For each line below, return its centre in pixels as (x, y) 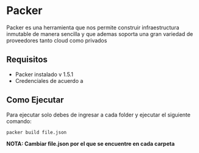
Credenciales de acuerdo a (49, 80)
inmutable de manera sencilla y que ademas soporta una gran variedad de (100, 34)
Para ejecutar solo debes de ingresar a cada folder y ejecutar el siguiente (99, 115)
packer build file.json (37, 132)
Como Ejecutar (35, 100)
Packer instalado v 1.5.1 (44, 74)
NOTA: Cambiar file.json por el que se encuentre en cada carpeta (91, 143)
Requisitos (27, 59)
